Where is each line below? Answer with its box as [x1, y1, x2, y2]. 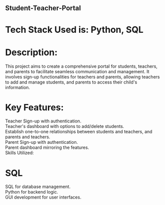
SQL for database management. [5, 184, 71, 190]
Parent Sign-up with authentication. [5, 139, 78, 145]
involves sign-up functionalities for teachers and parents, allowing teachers [5, 74, 160, 80]
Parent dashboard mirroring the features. [5, 144, 89, 151]
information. [5, 84, 30, 90]
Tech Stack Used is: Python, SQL [5, 24, 144, 35]
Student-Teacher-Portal [5, 4, 81, 12]
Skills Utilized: [5, 150, 34, 156]
